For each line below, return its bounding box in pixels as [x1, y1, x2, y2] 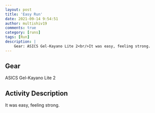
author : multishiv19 [5, 21, 48, 26]
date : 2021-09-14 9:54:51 [5, 16, 58, 21]
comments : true [5, 26, 36, 30]
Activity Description [5, 89, 68, 97]
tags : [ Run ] [5, 35, 30, 40]
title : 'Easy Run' [5, 12, 43, 17]
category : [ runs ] [5, 30, 41, 35]
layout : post [5, 7, 32, 12]
